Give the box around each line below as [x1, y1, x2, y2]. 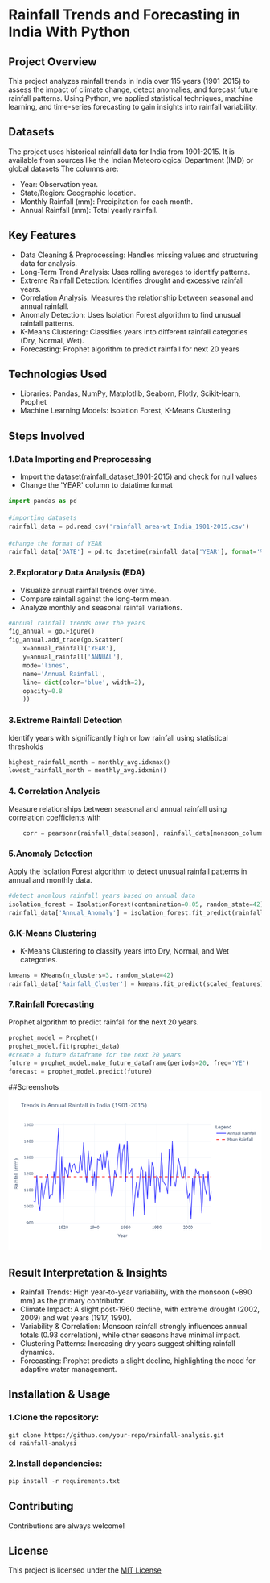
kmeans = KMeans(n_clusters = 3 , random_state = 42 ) [8, 971, 174, 979]
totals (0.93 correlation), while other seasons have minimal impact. [19, 1330, 241, 1340]
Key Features [8, 228, 76, 243]
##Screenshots [8, 1082, 59, 1092]
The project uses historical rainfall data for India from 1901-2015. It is [8, 147, 235, 156]
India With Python [8, 23, 131, 41]
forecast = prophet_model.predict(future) [8, 1068, 153, 1076]
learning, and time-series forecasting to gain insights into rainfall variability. [8, 102, 258, 111]
